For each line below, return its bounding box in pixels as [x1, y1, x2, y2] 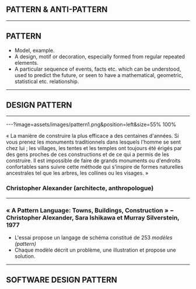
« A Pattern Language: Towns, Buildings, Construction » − [6, 206, 174, 214]
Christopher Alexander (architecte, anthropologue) [6, 184, 154, 192]
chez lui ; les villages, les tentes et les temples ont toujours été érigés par [6, 145, 183, 152]
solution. [14, 253, 36, 260]
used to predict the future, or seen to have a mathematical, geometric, [14, 71, 183, 78]
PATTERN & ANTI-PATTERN [6, 5, 108, 15]
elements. [14, 59, 39, 66]
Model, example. [14, 47, 55, 54]
